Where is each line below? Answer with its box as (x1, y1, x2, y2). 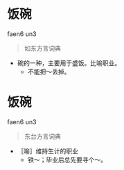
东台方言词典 (24, 132, 61, 140)
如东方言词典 (24, 44, 61, 52)
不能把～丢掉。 (27, 67, 71, 76)
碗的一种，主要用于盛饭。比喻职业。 (17, 58, 121, 67)
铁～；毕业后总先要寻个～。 (27, 155, 107, 164)
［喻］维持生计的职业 (17, 146, 78, 155)
